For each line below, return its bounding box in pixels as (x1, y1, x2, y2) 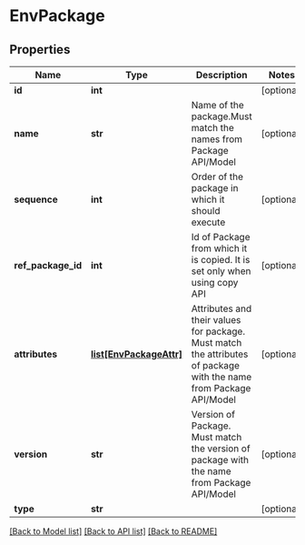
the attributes (191, 348, 249, 360)
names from (191, 133, 243, 146)
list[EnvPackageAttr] (90, 348, 183, 360)
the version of (191, 442, 251, 455)
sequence (14, 193, 58, 206)
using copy (191, 277, 239, 288)
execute (191, 216, 226, 228)
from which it (191, 242, 248, 255)
